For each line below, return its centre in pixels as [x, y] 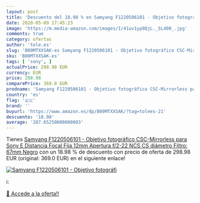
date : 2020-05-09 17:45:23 [40, 23]
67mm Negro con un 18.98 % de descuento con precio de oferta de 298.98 [98, 152]
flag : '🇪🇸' [21, 100]
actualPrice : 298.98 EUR [37, 67]
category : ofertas [29, 39]
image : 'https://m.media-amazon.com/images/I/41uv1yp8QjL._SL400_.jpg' [97, 28]
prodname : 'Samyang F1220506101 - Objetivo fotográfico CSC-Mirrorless [97, 89]
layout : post [22, 12]
